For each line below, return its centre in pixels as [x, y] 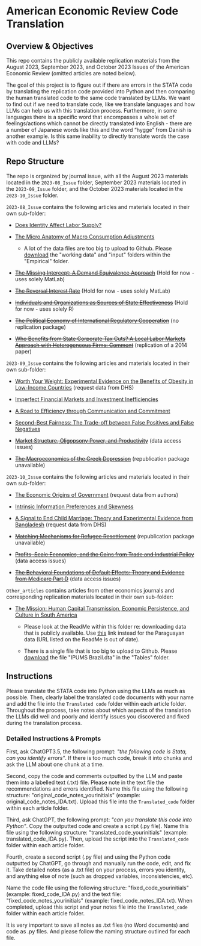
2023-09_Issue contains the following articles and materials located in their [98, 363]
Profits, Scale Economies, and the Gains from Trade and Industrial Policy [104, 554]
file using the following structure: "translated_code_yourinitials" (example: [97, 832]
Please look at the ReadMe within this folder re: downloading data [105, 626]
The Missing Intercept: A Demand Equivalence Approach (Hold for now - [105, 273]
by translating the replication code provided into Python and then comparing [100, 91]
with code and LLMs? [33, 142]
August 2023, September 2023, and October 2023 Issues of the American [98, 67]
